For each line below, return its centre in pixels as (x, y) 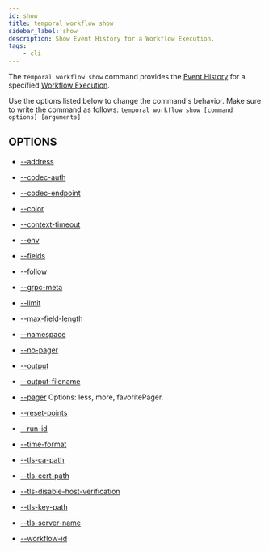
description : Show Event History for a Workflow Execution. (112, 38)
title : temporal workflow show (61, 23)
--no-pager (39, 350)
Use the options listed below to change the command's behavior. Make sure (135, 101)
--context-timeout (50, 224)
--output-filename (50, 381)
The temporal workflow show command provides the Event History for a (127, 77)
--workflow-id (44, 538)
